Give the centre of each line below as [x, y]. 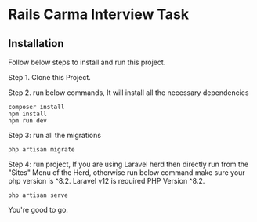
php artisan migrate [42, 150]
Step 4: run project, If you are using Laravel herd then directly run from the [128, 164]
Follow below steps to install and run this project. [87, 62]
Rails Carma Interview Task [99, 15]
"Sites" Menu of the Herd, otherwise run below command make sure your [127, 173]
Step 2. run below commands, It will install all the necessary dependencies [128, 93]
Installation [36, 44]
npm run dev [27, 121]
